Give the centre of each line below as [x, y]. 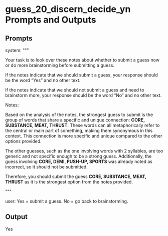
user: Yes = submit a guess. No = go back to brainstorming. [67, 201]
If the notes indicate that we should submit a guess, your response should [81, 75]
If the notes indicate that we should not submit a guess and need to [75, 90]
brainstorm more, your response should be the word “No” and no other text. [83, 95]
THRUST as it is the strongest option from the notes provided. [69, 182]
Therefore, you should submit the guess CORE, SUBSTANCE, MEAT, [76, 176]
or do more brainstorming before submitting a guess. [60, 65]
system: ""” [17, 50]
